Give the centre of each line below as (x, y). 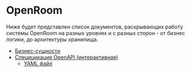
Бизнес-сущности (37, 50)
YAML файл (38, 64)
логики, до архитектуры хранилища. (52, 39)
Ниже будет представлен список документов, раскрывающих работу (95, 27)
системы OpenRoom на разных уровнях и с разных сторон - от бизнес (95, 33)
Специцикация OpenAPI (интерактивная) (66, 57)
